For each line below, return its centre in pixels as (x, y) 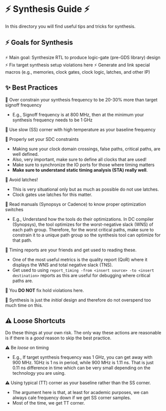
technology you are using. (39, 373)
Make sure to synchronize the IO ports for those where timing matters (83, 165)
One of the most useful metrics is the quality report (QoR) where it (80, 259)
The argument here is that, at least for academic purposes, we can (80, 393)
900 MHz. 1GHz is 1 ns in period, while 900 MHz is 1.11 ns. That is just (83, 363)
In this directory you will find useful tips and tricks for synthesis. (70, 26)
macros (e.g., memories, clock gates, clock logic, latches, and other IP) (78, 72)
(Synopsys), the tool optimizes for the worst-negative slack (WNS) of (83, 224)
